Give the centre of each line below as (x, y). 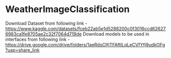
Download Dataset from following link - (46, 23)
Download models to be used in (116, 34)
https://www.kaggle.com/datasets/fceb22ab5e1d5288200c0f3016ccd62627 (86, 28)
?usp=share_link (22, 50)
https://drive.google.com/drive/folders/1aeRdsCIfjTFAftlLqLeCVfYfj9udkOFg (85, 44)
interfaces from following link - (38, 39)
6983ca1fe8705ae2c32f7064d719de (44, 34)
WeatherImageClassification (68, 9)
